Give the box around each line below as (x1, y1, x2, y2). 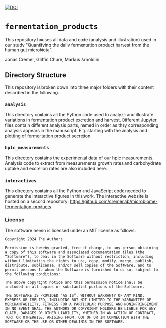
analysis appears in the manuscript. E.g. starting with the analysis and (5, 128, 147, 134)
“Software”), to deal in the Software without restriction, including (5, 254, 154, 259)
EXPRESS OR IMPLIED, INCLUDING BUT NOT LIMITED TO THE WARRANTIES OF (5, 297, 152, 302)
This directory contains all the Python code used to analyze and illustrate (5, 112, 154, 118)
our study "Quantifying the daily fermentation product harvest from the (5, 42, 150, 47)
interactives (5, 178, 37, 184)
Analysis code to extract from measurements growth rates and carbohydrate (5, 160, 161, 166)
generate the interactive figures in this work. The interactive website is (5, 193, 149, 199)
